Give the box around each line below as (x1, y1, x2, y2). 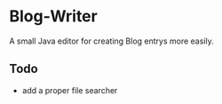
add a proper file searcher (21, 84, 118, 95)
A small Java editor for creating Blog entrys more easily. (9, 36, 215, 46)
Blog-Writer (9, 6, 98, 27)
